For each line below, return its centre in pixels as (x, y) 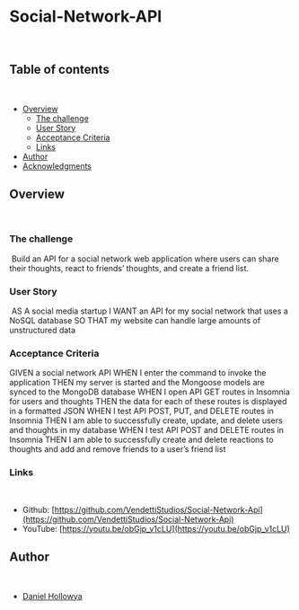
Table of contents (59, 70)
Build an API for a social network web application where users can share (145, 259)
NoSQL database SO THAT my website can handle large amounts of (135, 321)
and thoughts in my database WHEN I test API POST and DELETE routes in (147, 430)
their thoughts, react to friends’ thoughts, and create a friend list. (129, 268)
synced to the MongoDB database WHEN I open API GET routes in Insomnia (149, 392)
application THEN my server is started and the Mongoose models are (137, 383)
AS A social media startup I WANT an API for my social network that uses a (150, 311)
